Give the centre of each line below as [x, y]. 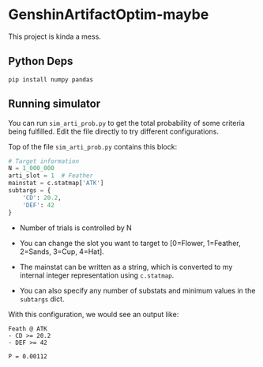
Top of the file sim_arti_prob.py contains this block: [93, 146]
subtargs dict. [42, 299]
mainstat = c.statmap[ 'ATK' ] [56, 183]
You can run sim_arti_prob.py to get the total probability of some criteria [126, 123]
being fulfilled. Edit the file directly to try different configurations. [114, 131]
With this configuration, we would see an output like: [94, 314]
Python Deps [41, 61]
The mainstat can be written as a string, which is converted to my [126, 267]
